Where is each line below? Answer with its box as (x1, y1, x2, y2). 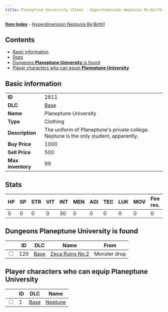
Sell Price (7, 149, 31, 156)
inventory (7, 164, 31, 171)
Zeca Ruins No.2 (50, 250, 89, 257)
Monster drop (94, 250, 126, 257)
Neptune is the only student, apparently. (44, 132, 139, 139)
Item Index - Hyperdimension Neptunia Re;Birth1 (5, 21, 105, 27)
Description (7, 129, 36, 136)
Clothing (44, 118, 64, 125)
